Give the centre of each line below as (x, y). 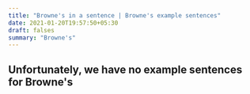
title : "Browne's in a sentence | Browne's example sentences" (115, 15)
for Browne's (41, 82)
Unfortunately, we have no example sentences (125, 69)
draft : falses (32, 30)
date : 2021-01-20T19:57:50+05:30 (63, 23)
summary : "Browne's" (42, 38)
